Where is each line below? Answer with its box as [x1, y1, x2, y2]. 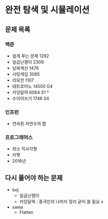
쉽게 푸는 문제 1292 [12, 53, 50, 59]
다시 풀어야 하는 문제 [5, 173, 63, 182]
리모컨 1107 [12, 77, 34, 83]
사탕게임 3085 [12, 71, 40, 77]
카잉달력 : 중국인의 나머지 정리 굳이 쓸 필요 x [19, 199, 104, 204]
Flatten [19, 209, 34, 215]
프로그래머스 [5, 134, 33, 141]
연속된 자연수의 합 [12, 121, 46, 127]
